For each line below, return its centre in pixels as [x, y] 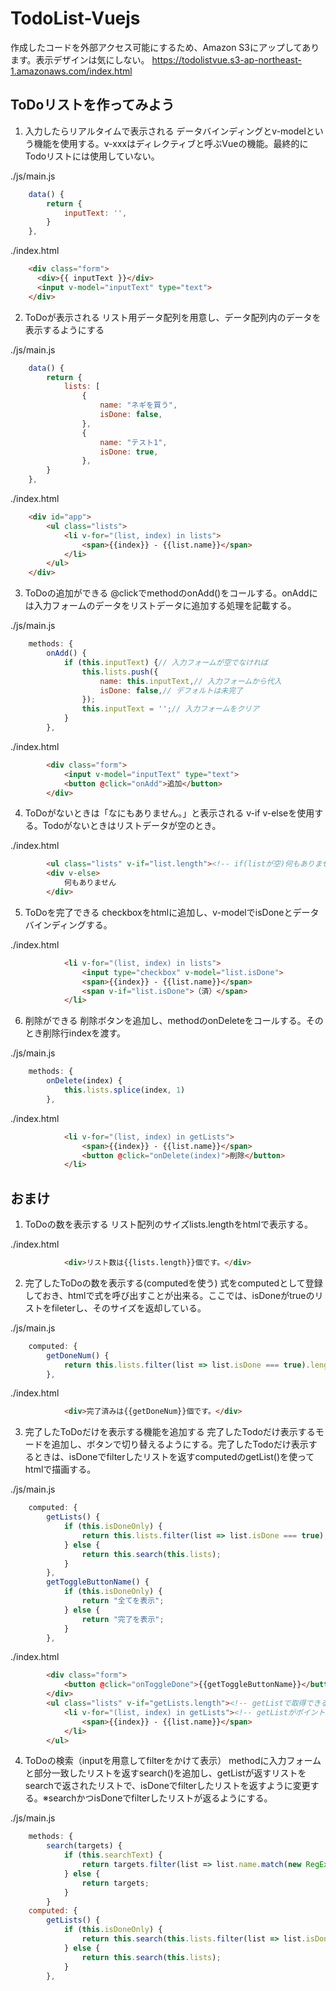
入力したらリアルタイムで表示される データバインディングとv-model [165, 131]
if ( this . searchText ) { [113, 1855]
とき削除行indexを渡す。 [75, 1033]
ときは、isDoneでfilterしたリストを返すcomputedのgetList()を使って [174, 1457]
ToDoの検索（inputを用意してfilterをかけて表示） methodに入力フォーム [173, 1761]
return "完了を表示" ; [123, 1619]
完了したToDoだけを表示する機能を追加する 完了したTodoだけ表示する [170, 1432]
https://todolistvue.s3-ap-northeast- [226, 59]
